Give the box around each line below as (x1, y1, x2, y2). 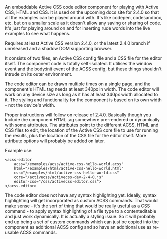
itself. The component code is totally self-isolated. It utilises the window (5, 61, 153, 66)
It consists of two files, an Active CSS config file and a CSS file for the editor (5, 55, 162, 61)
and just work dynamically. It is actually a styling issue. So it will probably (5, 214, 156, 219)
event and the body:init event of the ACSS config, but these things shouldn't (5, 66, 162, 72)
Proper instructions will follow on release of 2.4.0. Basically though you (5, 112, 151, 118)
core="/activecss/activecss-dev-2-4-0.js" (14, 175, 104, 180)
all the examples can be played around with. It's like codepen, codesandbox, (5, 15, 163, 20)
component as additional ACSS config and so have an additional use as (5, 224, 152, 230)
